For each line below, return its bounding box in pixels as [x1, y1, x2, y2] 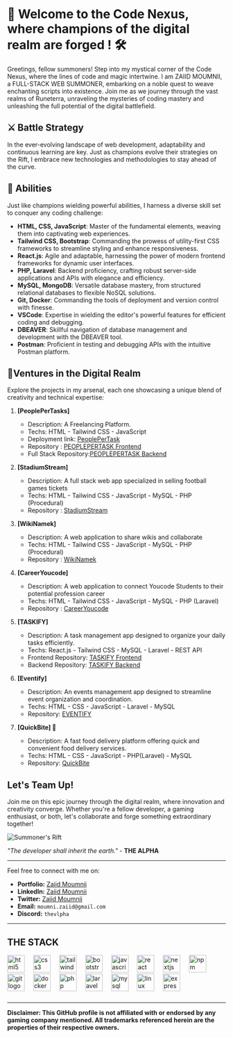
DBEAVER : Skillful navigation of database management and [17, 325, 187, 333]
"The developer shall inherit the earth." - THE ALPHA [7, 847, 159, 855]
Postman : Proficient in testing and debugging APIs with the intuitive [17, 340, 212, 348]
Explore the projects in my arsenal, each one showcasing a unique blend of [7, 386, 222, 395]
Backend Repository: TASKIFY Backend [27, 661, 141, 669]
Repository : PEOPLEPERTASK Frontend [27, 443, 141, 451]
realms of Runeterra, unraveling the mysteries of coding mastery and [7, 94, 205, 103]
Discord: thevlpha [17, 909, 69, 918]
